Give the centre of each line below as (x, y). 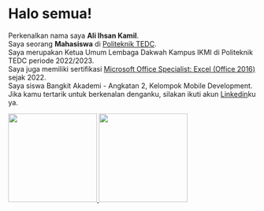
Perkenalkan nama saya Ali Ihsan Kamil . (74, 35)
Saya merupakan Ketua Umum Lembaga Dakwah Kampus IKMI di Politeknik (131, 52)
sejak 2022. (27, 77)
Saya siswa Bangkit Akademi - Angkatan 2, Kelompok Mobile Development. (130, 85)
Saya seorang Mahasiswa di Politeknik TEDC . (82, 43)
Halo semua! (50, 14)
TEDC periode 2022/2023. (51, 61)
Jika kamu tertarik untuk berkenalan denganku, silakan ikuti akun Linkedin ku (132, 94)
